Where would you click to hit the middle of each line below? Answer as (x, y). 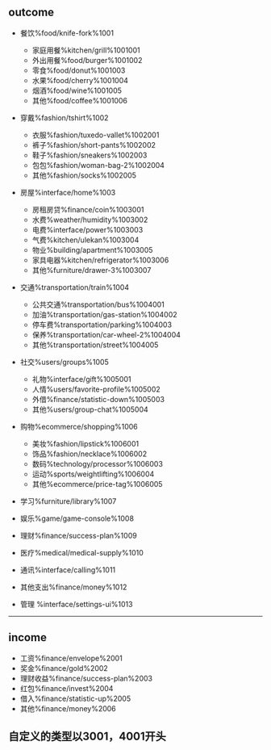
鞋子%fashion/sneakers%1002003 (90, 155)
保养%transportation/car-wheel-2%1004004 (106, 334)
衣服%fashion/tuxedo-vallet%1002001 (96, 135)
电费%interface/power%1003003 (88, 229)
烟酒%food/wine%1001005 (77, 90)
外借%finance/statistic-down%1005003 (98, 399)
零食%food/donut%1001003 (79, 70)
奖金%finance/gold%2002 (64, 668)
